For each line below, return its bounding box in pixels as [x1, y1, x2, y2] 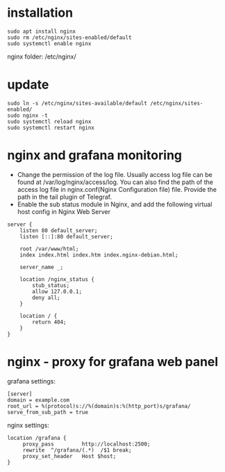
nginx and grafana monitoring [7, 148, 183, 163]
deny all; [32, 294, 60, 301]
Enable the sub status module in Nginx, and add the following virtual [17, 200, 212, 208]
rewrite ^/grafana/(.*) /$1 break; [22, 446, 132, 454]
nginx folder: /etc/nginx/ [7, 52, 76, 61]
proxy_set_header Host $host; [22, 452, 117, 459]
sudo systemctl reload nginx [7, 118, 92, 125]
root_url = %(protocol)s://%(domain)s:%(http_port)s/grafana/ [7, 402, 191, 409]
